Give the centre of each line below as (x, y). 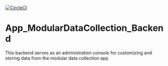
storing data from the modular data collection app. (58, 58)
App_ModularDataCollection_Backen (85, 28)
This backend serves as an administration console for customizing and (79, 52)
